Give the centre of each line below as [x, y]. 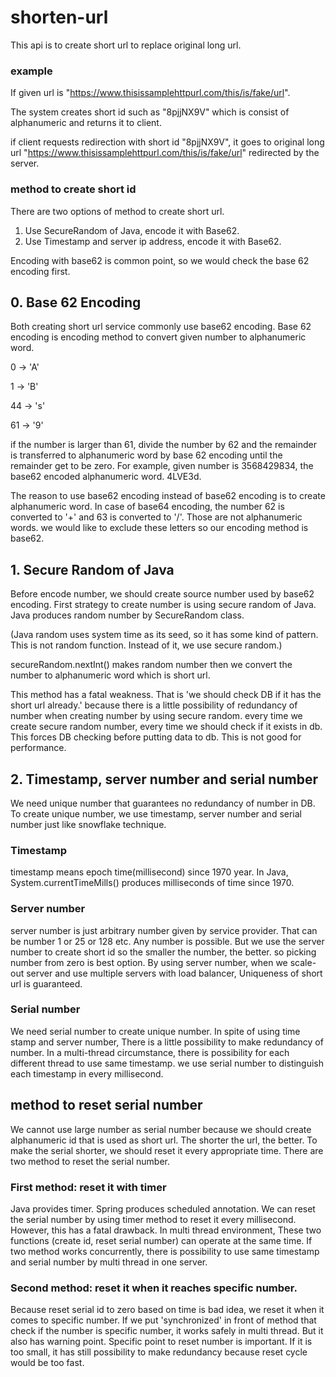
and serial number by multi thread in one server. [109, 1262]
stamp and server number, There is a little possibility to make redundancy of [167, 1042]
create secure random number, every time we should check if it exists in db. [166, 727]
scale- [303, 962]
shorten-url [59, 17]
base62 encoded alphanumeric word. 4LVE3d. [106, 477]
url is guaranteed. [46, 983]
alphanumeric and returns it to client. [86, 123]
